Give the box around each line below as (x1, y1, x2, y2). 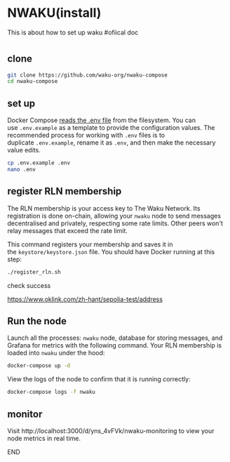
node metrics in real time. (7, 434, 81, 442)
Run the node (7, 315, 67, 327)
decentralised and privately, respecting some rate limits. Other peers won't (7, 219, 223, 227)
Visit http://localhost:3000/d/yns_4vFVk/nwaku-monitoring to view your (7, 426, 215, 435)
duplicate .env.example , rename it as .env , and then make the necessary (7, 138, 216, 147)
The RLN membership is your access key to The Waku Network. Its (7, 204, 201, 212)
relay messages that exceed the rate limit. (7, 226, 128, 235)
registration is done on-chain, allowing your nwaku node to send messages (7, 211, 222, 220)
